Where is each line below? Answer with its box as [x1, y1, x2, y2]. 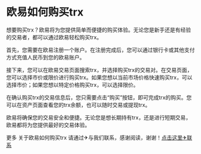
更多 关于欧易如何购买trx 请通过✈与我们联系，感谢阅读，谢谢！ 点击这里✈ [6, 134, 187, 141]
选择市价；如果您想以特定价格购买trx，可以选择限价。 [6, 81, 139, 88]
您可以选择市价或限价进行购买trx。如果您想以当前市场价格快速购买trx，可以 [6, 74, 193, 81]
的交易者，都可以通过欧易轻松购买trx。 [6, 33, 102, 40]
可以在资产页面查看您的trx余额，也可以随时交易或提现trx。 [6, 101, 151, 108]
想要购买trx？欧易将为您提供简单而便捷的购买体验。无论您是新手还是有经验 [6, 26, 191, 33]
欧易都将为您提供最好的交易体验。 [6, 121, 90, 128]
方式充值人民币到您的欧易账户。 [6, 54, 85, 61]
